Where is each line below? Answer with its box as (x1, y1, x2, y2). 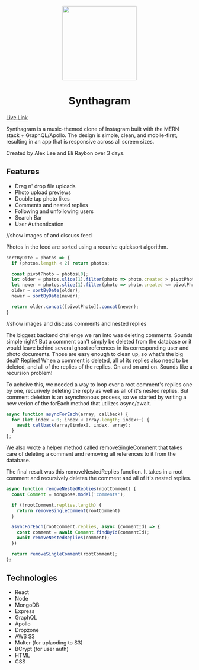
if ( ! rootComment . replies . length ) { (11, 502, 102, 508)
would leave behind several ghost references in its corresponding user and (6, 344, 189, 351)
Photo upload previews (14, 189, 71, 196)
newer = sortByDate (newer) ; (11, 293, 81, 299)
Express (14, 608, 35, 615)
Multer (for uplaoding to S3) (14, 639, 83, 646)
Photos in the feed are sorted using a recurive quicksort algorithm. (6, 243, 168, 250)
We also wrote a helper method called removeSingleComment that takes (6, 444, 182, 451)
